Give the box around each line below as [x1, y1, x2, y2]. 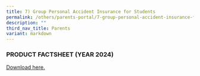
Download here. [6, 64, 45, 71]
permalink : [6, 14, 33, 20]
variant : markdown [6, 31, 52, 37]
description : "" [6, 20, 46, 26]
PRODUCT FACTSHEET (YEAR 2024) [6, 50, 114, 59]
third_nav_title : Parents [6, 25, 70, 31]
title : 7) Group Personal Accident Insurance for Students [6, 8, 156, 15]
